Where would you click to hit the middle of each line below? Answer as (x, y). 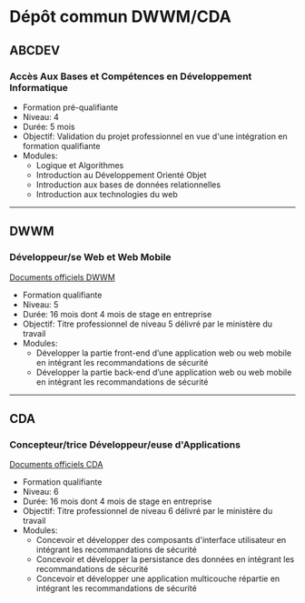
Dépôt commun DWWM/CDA (120, 17)
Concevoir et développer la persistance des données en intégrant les (165, 559)
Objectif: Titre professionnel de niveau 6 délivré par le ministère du (148, 511)
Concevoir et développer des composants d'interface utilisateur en (161, 540)
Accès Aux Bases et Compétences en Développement (131, 76)
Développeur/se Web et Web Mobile (90, 257)
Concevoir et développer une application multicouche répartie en (158, 578)
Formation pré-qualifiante (70, 107)
